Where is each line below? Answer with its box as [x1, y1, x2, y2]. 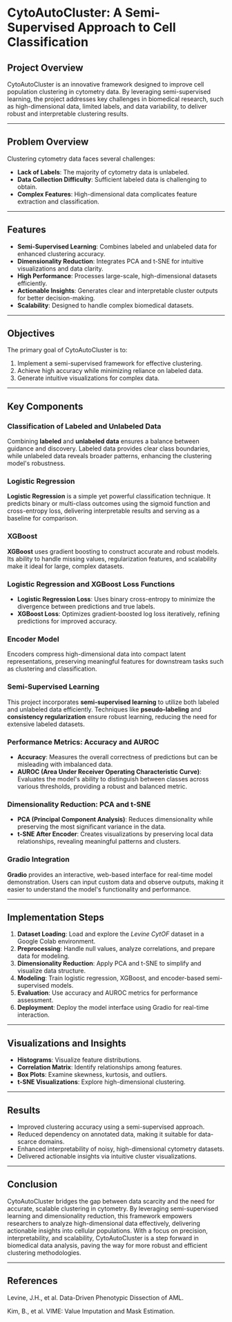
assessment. [17, 996, 54, 1004]
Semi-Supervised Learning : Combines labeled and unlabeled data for [17, 242, 217, 251]
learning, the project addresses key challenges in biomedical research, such [7, 95, 224, 103]
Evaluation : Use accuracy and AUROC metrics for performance [17, 988, 198, 997]
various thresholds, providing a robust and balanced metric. [17, 782, 188, 790]
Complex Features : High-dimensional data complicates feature [17, 190, 197, 198]
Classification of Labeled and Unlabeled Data [7, 421, 162, 431]
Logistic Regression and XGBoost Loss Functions [7, 579, 175, 589]
